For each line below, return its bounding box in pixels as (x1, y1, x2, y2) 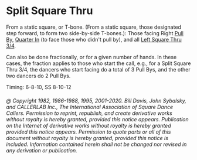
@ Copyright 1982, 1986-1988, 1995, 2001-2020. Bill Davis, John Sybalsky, (6, 97, 186, 104)
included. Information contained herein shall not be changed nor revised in (6, 141, 187, 148)
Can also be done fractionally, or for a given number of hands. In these (6, 53, 177, 60)
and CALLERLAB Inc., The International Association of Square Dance (6, 103, 174, 110)
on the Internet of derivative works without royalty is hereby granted (6, 122, 171, 129)
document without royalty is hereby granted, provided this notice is (6, 134, 169, 141)
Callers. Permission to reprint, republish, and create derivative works (6, 110, 173, 117)
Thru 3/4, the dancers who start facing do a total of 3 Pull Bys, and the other (6, 66, 191, 73)
